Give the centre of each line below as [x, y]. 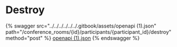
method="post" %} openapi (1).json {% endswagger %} [73, 38]
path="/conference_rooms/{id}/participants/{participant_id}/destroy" [88, 32]
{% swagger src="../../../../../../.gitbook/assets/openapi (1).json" [81, 26]
